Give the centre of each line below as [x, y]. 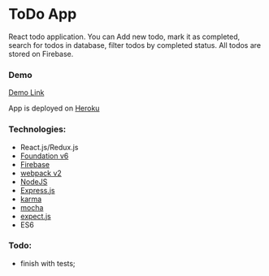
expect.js [35, 216]
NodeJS [34, 181]
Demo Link [26, 93]
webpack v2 [41, 173]
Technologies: [37, 129]
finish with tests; [48, 263]
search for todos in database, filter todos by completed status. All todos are [135, 45]
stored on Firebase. [41, 54]
